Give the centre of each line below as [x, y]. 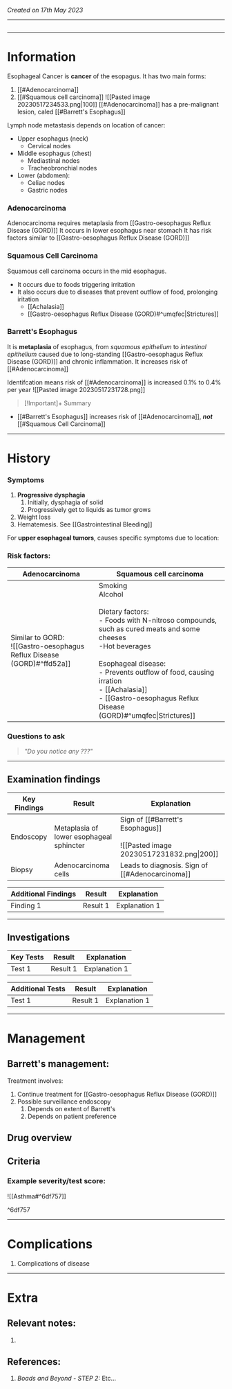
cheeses [112, 637]
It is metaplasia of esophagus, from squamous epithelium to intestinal [107, 346]
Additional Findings [43, 894]
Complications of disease [53, 1263]
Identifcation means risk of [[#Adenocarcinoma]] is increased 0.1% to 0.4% [114, 382]
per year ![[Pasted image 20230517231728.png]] [76, 389]
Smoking [113, 585]
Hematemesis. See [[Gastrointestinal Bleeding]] [85, 524]
